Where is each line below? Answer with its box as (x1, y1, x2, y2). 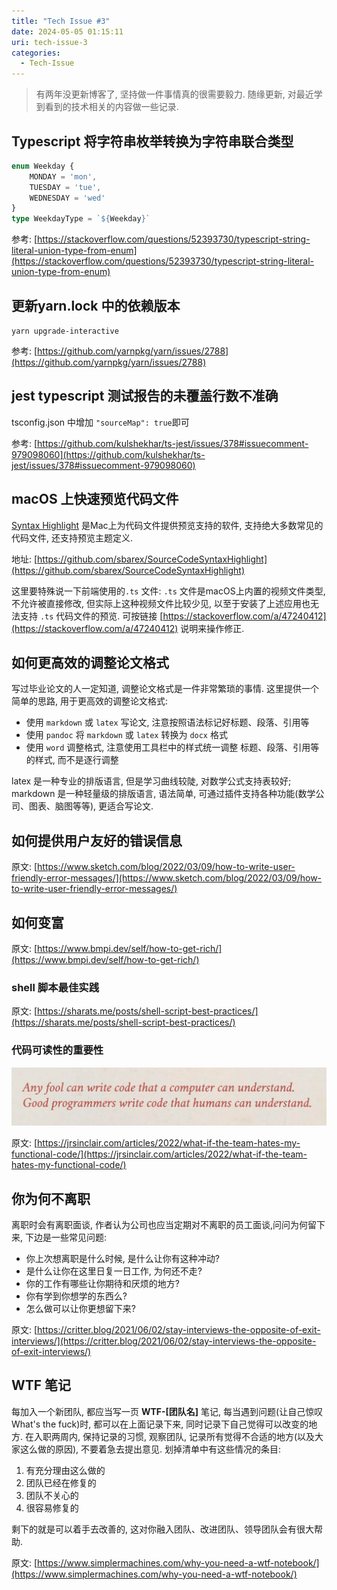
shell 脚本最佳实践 (11, 980, 99, 994)
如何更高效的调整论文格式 (11, 655, 169, 672)
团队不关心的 (25, 1489, 79, 1501)
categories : (11, 48, 61, 58)
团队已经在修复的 (25, 1476, 97, 1489)
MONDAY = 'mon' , (29, 171, 98, 182)
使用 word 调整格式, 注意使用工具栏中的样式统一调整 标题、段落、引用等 (25, 741, 320, 754)
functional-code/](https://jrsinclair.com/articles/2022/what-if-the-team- (11, 1148, 308, 1160)
